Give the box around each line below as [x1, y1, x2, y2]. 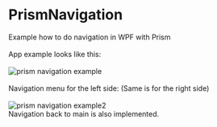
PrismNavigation [8, 6, 123, 24]
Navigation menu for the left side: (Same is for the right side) [8, 83, 210, 93]
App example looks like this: [8, 49, 102, 59]
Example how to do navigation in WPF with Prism [8, 32, 171, 42]
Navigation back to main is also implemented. [8, 109, 160, 118]
